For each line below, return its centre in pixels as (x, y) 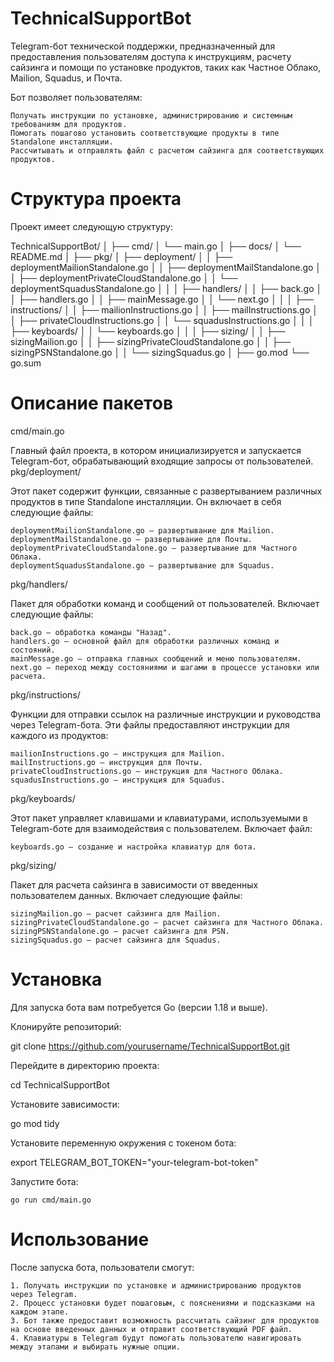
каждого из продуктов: (59, 735)
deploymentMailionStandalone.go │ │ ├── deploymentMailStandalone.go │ (166, 267)
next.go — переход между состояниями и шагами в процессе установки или (165, 667)
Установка (56, 979)
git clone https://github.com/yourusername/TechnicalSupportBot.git (150, 1046)
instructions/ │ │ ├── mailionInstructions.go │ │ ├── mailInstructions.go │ (164, 309)
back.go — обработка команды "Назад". (91, 632)
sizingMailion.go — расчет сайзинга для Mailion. (116, 913)
